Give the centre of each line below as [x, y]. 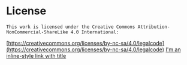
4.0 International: [95, 32]
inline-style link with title [36, 55]
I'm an [173, 49]
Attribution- [154, 27]
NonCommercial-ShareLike [37, 32]
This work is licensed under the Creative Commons [71, 27]
